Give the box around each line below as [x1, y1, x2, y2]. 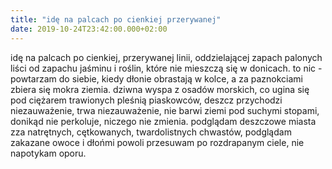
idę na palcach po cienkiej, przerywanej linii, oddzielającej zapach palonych [10, 51, 323, 63]
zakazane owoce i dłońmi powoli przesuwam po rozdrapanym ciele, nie [10, 136, 305, 148]
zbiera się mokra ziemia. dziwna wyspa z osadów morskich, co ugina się [10, 83, 310, 95]
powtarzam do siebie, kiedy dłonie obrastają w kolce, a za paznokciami [10, 72, 303, 85]
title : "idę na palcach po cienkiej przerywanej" [10, 14, 222, 25]
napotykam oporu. [10, 147, 87, 159]
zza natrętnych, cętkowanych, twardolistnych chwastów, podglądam [10, 126, 292, 138]
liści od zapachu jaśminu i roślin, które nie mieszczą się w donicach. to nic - [10, 62, 323, 74]
